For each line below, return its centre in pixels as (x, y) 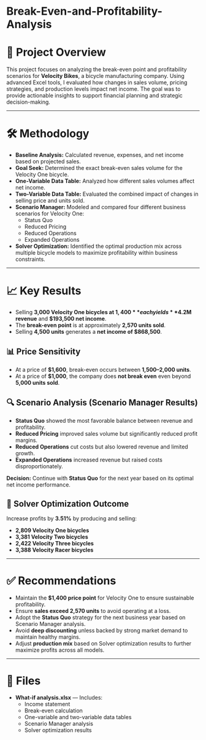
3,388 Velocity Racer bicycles (54, 550)
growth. (25, 453)
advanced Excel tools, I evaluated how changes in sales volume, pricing (97, 83)
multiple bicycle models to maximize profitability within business (96, 253)
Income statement (47, 704)
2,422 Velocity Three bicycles (54, 544)
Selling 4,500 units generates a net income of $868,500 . (89, 332)
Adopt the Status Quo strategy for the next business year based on (100, 617)
